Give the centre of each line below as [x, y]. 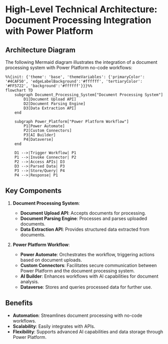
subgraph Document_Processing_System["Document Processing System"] [89, 95]
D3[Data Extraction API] [50, 108]
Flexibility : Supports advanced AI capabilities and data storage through [88, 331]
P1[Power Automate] [44, 126]
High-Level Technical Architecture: [81, 9]
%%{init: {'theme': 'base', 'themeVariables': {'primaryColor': [75, 77]
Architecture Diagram [40, 50]
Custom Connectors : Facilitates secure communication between [89, 265]
